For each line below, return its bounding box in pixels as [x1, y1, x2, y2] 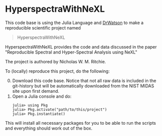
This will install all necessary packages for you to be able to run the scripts [5, 120, 156, 126]
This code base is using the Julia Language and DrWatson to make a [5, 20, 144, 26]
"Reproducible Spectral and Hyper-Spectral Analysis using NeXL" [5, 49, 137, 55]
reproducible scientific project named [5, 25, 81, 30]
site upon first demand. [12, 88, 60, 94]
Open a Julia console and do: [12, 93, 72, 99]
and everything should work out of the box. [5, 125, 92, 131]
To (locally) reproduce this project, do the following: [5, 68, 110, 74]
